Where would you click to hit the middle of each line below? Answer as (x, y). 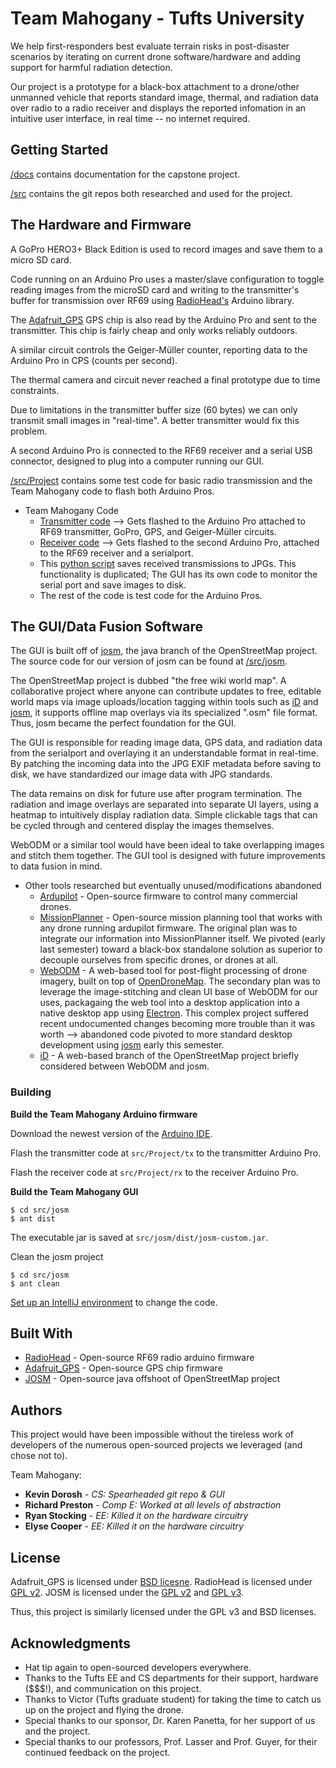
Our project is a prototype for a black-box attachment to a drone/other (155, 86)
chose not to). (39, 1456)
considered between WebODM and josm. (124, 1066)
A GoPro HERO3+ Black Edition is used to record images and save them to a (166, 249)
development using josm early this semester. (132, 1045)
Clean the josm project (57, 1256)
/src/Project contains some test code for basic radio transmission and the (161, 480)
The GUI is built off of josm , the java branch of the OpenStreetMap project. (164, 651)
